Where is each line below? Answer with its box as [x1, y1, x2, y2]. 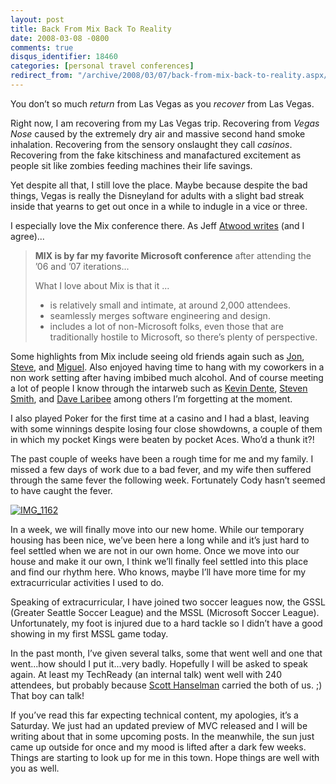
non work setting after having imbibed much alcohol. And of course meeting [10, 371, 324, 383]
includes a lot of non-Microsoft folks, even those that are [49, 320, 284, 332]
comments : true [10, 42, 74, 53]
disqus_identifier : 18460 [10, 52, 118, 62]
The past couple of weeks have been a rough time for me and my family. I [10, 452, 314, 465]
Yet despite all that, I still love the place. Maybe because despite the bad [10, 179, 308, 191]
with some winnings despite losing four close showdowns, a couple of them [10, 422, 323, 435]
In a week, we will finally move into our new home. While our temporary [10, 523, 305, 535]
